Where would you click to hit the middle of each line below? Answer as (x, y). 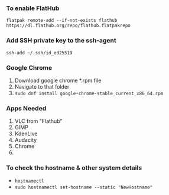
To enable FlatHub (33, 8)
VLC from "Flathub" (39, 121)
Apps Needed (26, 108)
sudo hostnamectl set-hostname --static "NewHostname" (84, 187)
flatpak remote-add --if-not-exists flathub (62, 21)
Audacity (26, 140)
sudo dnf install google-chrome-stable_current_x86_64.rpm (89, 93)
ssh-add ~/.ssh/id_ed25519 (39, 53)
